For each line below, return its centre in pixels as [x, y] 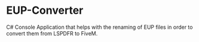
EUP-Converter [45, 10]
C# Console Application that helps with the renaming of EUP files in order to [99, 27]
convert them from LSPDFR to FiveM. [52, 33]
